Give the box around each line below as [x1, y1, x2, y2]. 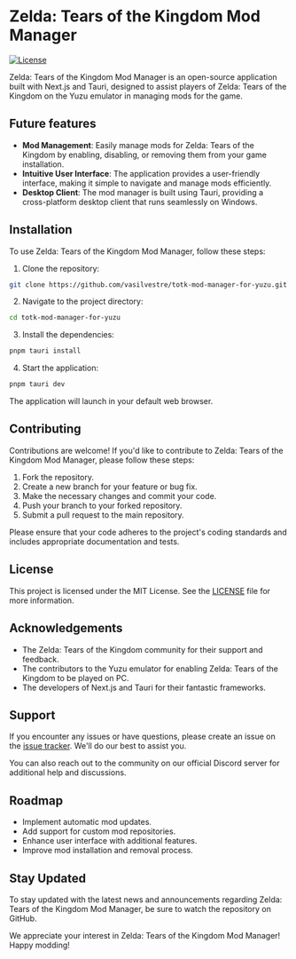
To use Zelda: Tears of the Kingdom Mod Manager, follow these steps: [9, 246, 266, 257]
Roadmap [9, 793, 64, 808]
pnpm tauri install [9, 346, 82, 356]
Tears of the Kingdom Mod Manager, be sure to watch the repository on [9, 903, 272, 914]
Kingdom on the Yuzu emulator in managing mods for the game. [9, 91, 244, 101]
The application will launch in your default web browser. [9, 396, 214, 407]
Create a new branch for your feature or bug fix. [21, 481, 198, 492]
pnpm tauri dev [9, 380, 66, 389]
